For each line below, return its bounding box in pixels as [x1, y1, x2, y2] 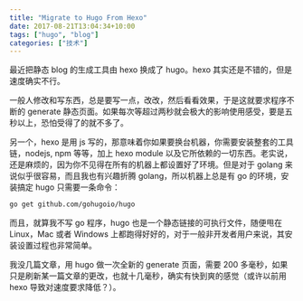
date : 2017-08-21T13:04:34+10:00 [9, 22, 136, 31]
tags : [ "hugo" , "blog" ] [9, 30, 99, 39]
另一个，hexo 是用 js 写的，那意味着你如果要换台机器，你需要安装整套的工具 [9, 136, 294, 147]
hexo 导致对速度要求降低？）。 [9, 282, 121, 293]
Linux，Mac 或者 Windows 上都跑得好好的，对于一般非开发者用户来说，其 [9, 229, 285, 240]
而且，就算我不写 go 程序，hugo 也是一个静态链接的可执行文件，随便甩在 [9, 218, 283, 229]
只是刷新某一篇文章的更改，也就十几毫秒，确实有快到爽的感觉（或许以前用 [9, 270, 287, 281]
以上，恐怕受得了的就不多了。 [16, 118, 128, 128]
